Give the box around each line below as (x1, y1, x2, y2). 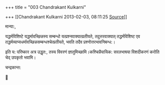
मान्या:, (5, 23, 16, 29)
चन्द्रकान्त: (5, 65, 21, 70)
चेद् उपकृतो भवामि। (5, 55, 36, 60)
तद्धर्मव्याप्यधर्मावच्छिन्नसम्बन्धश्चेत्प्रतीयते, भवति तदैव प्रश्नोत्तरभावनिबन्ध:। (5, 39, 115, 45)
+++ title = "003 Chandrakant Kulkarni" (5, 4, 86, 10)
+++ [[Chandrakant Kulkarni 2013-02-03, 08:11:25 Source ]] (5, 14, 127, 19)
